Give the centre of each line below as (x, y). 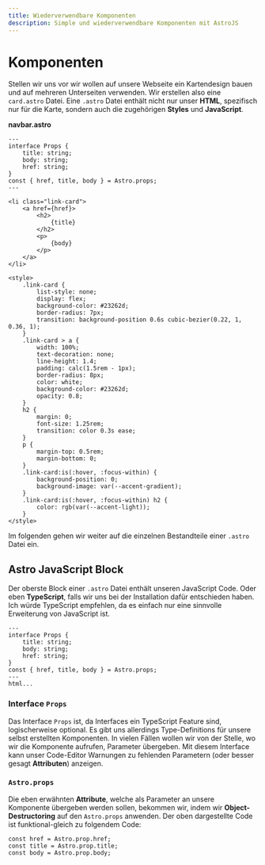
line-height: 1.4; (67, 362)
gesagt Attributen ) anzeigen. (56, 763)
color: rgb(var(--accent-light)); (93, 507)
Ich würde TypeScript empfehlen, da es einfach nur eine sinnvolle (115, 605)
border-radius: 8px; (70, 375)
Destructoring (32, 816)
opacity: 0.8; (60, 396)
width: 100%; (58, 348)
